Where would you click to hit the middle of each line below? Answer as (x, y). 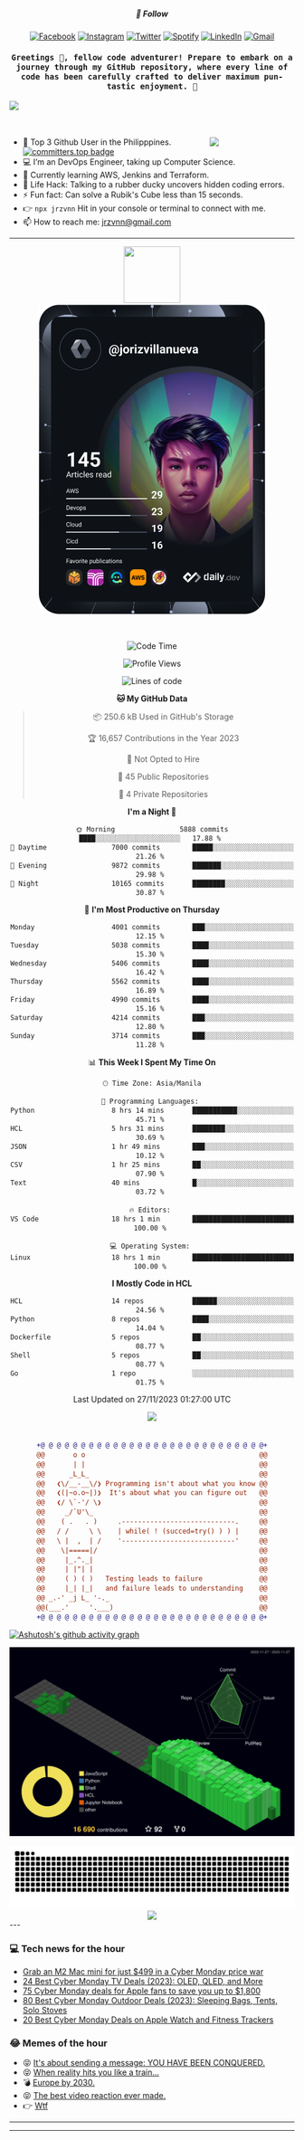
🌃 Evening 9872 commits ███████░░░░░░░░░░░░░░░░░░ (152, 866)
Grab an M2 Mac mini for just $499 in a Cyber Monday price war (143, 1972)
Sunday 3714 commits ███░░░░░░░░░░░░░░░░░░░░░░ (152, 1036)
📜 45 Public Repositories (163, 777)
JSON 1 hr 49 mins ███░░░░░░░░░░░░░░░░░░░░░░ (152, 1147)
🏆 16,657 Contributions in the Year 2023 (163, 738)
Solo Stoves (45, 2011)
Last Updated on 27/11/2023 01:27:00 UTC (152, 1400)
